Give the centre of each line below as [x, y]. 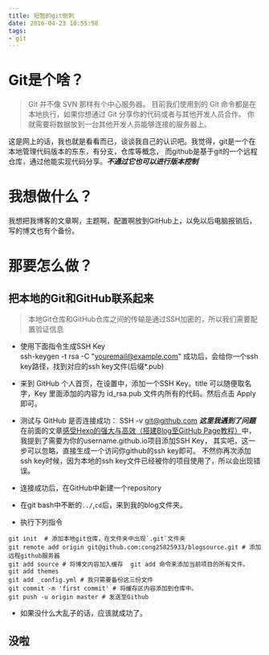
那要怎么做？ [51, 266]
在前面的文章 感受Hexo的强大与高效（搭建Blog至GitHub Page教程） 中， [138, 431]
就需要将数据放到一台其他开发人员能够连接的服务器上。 [119, 125]
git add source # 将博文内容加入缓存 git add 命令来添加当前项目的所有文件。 [128, 565]
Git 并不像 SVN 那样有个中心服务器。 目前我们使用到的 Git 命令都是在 [142, 104]
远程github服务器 [34, 556]
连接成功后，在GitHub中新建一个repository [91, 488]
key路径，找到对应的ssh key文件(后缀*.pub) [92, 366]
